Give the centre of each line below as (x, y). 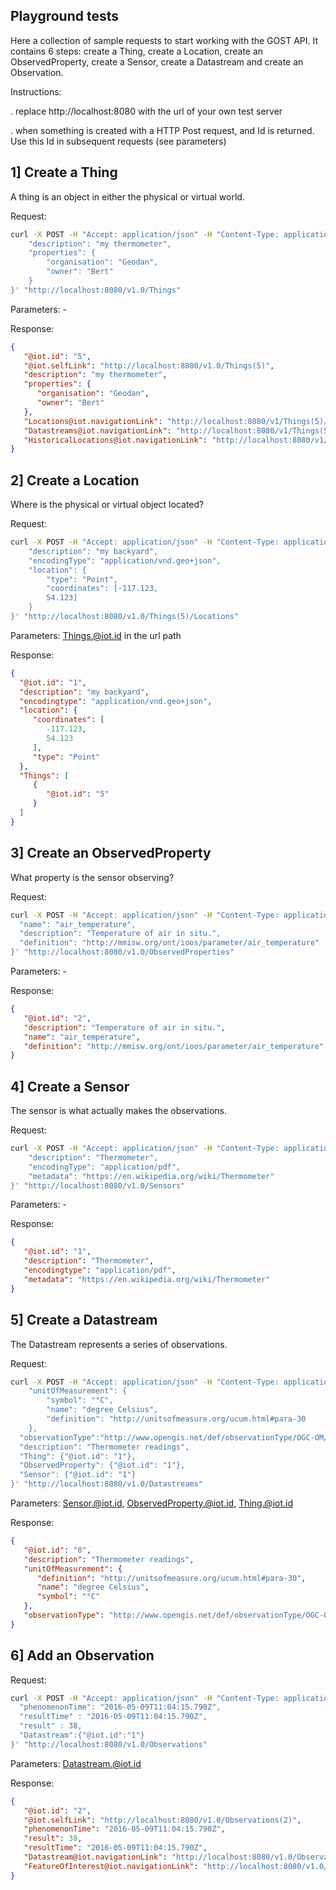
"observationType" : (64, 1615)
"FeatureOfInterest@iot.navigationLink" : (111, 1866)
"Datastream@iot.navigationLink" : (95, 1857)
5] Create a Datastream (84, 1320)
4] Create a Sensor (70, 1086)
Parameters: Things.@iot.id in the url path (96, 635)
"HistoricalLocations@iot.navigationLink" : (115, 440)
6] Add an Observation (82, 1655)
